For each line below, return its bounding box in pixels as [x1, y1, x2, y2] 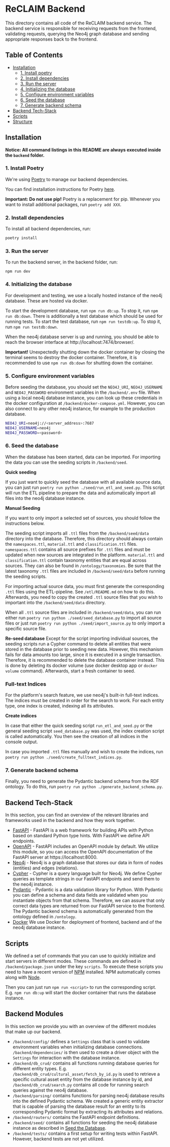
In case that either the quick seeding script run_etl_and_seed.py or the [5, 723, 153, 729]
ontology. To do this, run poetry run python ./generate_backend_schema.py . [5, 784, 163, 790]
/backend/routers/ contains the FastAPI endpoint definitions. [12, 1114, 140, 1120]
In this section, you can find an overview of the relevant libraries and [5, 812, 149, 818]
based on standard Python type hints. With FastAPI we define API [12, 833, 150, 839]
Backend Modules [5, 1010, 63, 1018]
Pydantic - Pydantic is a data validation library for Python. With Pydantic [12, 887, 163, 893]
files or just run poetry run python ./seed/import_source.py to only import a [5, 620, 165, 626]
